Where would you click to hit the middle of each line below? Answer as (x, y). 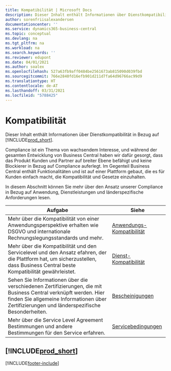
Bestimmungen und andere (40, 327)
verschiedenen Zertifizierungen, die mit (55, 286)
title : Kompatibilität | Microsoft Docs (49, 10)
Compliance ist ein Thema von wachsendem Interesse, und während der (81, 150)
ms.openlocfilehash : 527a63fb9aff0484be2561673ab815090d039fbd (74, 72)
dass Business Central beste (42, 266)
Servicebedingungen (137, 327)
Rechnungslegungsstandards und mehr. (56, 238)
